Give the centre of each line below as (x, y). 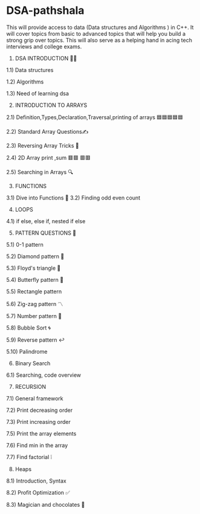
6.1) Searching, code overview (44, 375)
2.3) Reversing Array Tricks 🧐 (43, 145)
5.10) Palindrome (27, 351)
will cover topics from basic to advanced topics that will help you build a (96, 33)
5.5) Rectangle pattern (34, 291)
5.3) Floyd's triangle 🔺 (34, 268)
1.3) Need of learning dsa (38, 93)
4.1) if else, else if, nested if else (46, 221)
